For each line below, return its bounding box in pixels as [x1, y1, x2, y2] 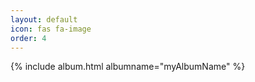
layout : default [10, 14, 78, 25]
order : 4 [10, 33, 47, 43]
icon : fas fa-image [10, 24, 92, 34]
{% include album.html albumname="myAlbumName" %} [10, 61, 246, 73]
